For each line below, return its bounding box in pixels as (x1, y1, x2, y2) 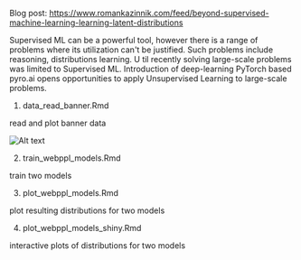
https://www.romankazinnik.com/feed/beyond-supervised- (49, 8, 269, 18)
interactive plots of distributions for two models (9, 240, 186, 251)
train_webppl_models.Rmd (22, 153, 121, 163)
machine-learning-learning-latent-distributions (9, 17, 183, 28)
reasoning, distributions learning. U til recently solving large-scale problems (9, 54, 292, 64)
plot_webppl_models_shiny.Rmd (22, 223, 142, 233)
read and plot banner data (9, 117, 107, 128)
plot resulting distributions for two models (9, 205, 165, 216)
